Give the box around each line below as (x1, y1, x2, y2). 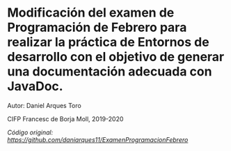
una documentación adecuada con (7, 64, 212, 80)
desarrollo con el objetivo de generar (7, 49, 225, 65)
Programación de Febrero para (7, 19, 187, 35)
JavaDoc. (7, 78, 64, 94)
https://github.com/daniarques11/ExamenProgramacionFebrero (7, 135, 189, 143)
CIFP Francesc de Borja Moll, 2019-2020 (7, 114, 124, 123)
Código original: (7, 128, 54, 136)
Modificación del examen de (7, 5, 175, 21)
